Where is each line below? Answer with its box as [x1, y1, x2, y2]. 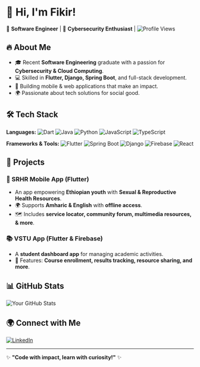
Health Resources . [14, 195, 62, 202]
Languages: [6, 128, 37, 135]
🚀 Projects [6, 157, 45, 167]
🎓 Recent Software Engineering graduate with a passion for [14, 58, 165, 66]
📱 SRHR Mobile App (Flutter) [6, 175, 89, 183]
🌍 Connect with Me [6, 317, 81, 328]
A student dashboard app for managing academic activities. [14, 250, 164, 257]
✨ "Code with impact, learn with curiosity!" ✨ [6, 354, 122, 361]
